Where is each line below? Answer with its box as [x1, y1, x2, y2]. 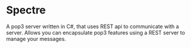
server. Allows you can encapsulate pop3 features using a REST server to [6, 29, 185, 36]
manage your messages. [6, 35, 66, 42]
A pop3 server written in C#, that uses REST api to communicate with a [6, 23, 179, 30]
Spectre [6, 4, 46, 17]
